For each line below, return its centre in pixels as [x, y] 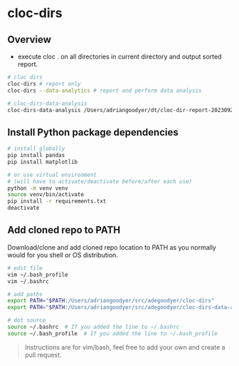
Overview [30, 40]
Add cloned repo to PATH [64, 230]
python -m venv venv [38, 188]
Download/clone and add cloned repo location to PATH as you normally [112, 247]
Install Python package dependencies [93, 132]
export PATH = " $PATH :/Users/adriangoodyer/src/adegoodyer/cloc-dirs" [111, 301]
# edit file [25, 268]
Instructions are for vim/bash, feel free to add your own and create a [125, 347]
